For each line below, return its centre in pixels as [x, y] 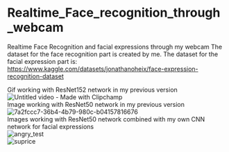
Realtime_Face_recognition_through [114, 13]
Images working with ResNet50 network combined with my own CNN [106, 119]
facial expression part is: [42, 61]
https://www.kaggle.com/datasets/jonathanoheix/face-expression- [103, 69]
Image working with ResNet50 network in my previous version [96, 104]
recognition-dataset [35, 76]
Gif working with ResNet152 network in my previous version [93, 90]
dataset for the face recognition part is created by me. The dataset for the [113, 54]
